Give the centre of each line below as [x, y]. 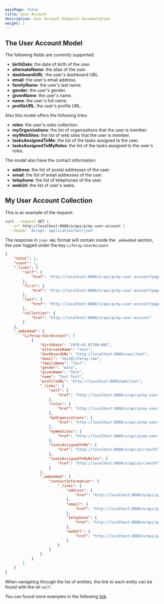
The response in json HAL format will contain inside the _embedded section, [79, 240]
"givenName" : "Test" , [62, 372]
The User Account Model [44, 43]
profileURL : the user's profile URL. [47, 106]
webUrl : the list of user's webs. [44, 185]
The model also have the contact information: [51, 160]
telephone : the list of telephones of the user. [57, 180]
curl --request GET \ [27, 221]
